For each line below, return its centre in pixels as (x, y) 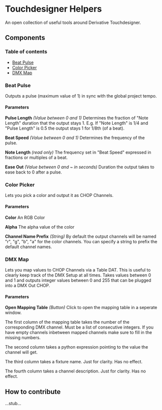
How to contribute (33, 392)
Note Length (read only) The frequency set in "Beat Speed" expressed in (78, 153)
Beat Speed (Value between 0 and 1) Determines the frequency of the (75, 138)
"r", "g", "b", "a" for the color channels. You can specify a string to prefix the (81, 241)
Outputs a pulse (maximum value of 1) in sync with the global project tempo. (81, 96)
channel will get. (21, 352)
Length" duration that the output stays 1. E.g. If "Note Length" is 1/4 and (77, 123)
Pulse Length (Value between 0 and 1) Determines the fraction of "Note (77, 118)
